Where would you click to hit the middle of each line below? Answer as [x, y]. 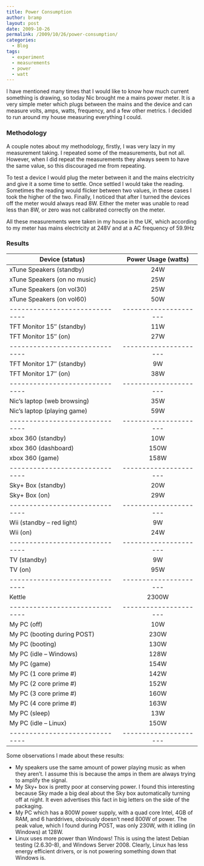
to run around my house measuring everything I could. [74, 117]
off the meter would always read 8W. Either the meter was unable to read [98, 203]
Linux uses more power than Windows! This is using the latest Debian [102, 838]
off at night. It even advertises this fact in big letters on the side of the [102, 799]
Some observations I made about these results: [65, 755]
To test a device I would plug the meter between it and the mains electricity [100, 177]
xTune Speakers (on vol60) [48, 299]
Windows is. [30, 857]
